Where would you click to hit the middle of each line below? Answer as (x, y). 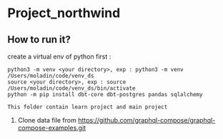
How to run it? (39, 40)
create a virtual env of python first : (59, 56)
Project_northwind (64, 13)
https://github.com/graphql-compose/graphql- (147, 120)
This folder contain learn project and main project (88, 107)
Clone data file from (47, 120)
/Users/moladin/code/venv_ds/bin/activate (71, 88)
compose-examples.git (52, 128)
